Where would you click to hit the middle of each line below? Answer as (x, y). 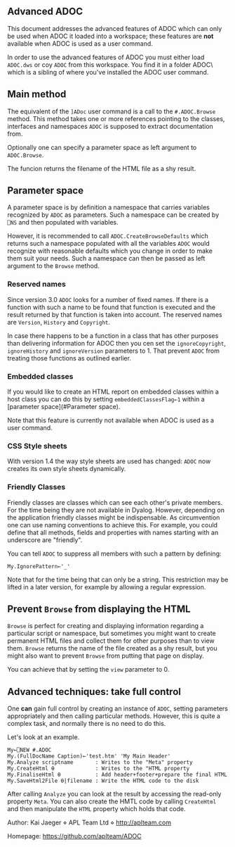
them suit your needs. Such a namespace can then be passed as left (106, 258)
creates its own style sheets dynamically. (67, 469)
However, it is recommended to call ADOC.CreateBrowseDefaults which (108, 236)
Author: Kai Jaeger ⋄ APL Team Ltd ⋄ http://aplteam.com (89, 822)
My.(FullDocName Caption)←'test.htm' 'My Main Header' (89, 756)
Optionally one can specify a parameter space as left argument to (102, 147)
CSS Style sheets (38, 446)
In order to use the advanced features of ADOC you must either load (106, 57)
